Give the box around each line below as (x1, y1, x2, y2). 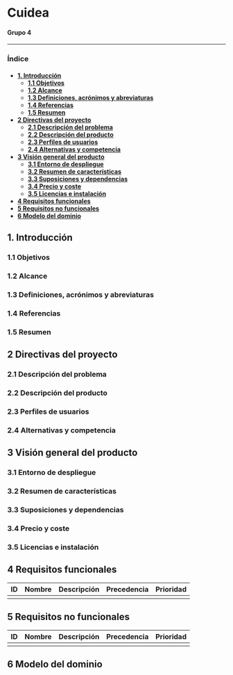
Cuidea (7, 5, 50, 21)
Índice (7, 54, 29, 64)
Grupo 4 (7, 28, 32, 36)
